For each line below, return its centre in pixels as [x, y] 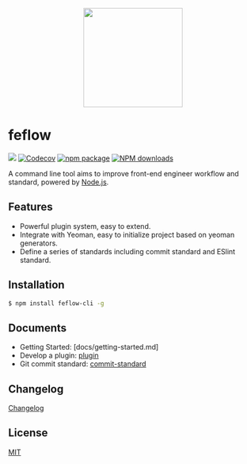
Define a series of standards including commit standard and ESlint [127, 251]
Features [30, 207]
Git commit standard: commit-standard [83, 364]
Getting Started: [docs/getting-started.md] [89, 347]
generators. [38, 243]
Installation [36, 285]
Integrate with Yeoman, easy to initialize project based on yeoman [127, 234]
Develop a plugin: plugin [59, 356]
